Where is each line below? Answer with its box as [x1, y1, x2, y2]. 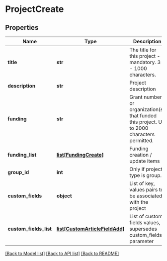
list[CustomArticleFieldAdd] [56, 225, 125, 232]
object [56, 192, 72, 199]
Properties [5, 23, 39, 32]
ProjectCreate [5, 3, 64, 15]
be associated [129, 192, 163, 199]
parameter [129, 238, 154, 245]
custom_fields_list [7, 225, 52, 232]
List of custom [129, 213, 163, 220]
